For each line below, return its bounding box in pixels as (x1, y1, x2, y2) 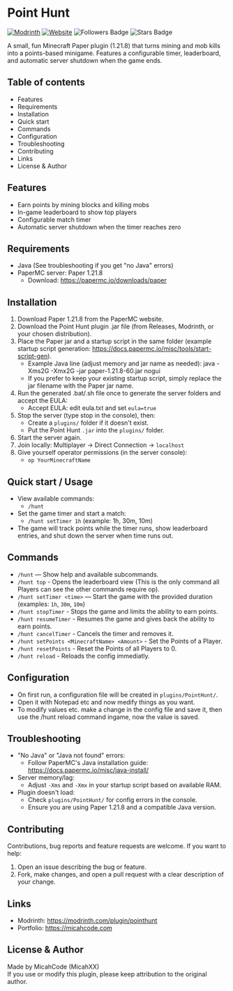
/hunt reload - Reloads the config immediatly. (17, 651, 150, 660)
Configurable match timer (17, 215, 91, 224)
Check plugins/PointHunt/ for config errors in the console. (27, 796, 197, 804)
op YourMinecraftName (27, 457, 91, 464)
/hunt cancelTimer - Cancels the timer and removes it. (17, 629, 174, 637)
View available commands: (17, 494, 95, 503)
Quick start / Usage (7, 476, 93, 487)
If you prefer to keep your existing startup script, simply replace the (27, 375, 222, 383)
